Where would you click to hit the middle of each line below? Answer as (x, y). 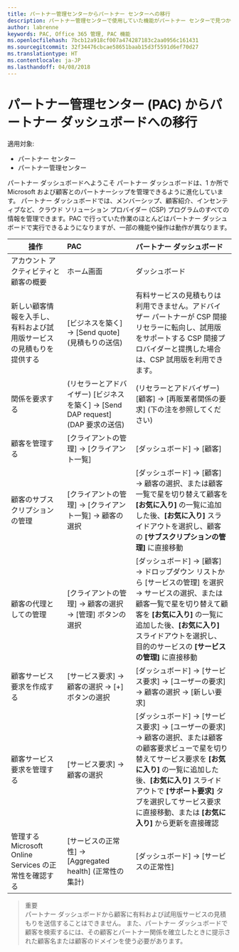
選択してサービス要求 (186, 802)
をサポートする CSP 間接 (177, 338)
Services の (30, 865)
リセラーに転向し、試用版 (179, 327)
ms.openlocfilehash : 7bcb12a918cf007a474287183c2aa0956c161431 (103, 41)
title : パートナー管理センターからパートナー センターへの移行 (89, 14)
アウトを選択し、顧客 (186, 526)
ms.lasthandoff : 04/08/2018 (49, 67)
